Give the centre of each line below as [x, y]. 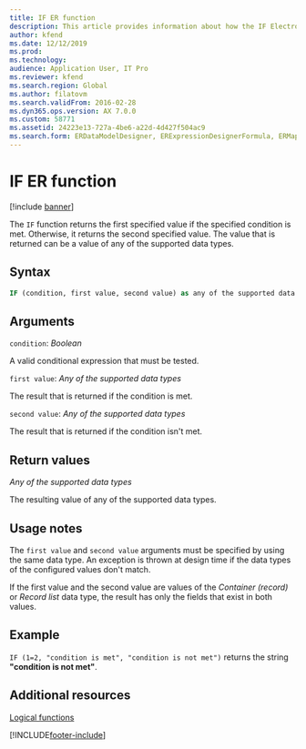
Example [35, 635]
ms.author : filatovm [49, 94]
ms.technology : [38, 60]
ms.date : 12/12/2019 [49, 43]
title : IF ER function [52, 18]
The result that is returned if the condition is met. [101, 396]
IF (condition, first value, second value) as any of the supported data [153, 293]
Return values [50, 460]
